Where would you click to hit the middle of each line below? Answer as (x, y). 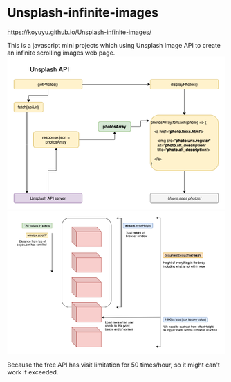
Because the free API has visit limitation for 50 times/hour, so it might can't (113, 365)
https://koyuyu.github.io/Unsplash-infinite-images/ (80, 32)
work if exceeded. (33, 372)
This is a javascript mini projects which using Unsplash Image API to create (114, 45)
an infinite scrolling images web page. (61, 53)
